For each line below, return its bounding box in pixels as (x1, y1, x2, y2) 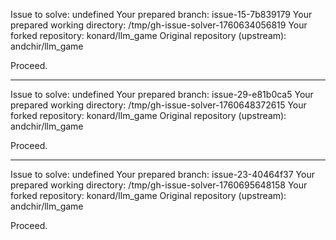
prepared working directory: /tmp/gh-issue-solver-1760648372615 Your (10, 99, 307, 111)
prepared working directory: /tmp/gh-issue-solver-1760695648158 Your (10, 179, 308, 191)
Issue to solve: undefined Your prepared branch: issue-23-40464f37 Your (10, 169, 315, 180)
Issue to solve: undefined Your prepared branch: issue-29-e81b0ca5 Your (10, 89, 314, 100)
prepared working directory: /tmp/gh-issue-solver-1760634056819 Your (10, 19, 308, 31)
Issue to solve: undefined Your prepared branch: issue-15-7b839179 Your (10, 9, 313, 20)
